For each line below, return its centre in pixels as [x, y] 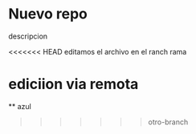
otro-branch [168, 122]
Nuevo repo [48, 14]
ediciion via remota [73, 84]
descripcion [28, 36]
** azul [20, 106]
